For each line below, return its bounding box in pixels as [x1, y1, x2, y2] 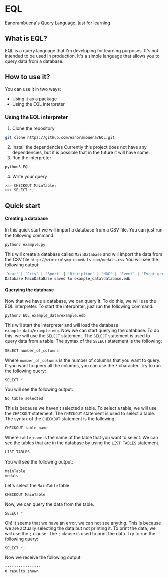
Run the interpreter [12, 154, 51, 161]
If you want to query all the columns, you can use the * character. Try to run [5, 362, 161, 368]
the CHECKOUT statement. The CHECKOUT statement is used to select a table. [5, 410, 156, 417]
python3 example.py [5, 242, 46, 247]
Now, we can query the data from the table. [5, 501, 95, 507]
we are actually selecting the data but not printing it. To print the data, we [5, 525, 156, 531]
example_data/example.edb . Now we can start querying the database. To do [5, 327, 160, 333]
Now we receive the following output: [5, 554, 82, 560]
